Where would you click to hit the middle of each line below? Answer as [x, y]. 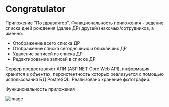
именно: [14, 33]
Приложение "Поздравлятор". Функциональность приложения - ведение [85, 23]
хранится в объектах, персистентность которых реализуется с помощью [85, 74]
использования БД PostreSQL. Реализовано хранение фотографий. [78, 79]
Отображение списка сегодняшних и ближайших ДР [70, 48]
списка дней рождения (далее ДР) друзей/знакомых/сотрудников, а [80, 28]
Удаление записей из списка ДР [48, 54]
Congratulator [35, 9]
